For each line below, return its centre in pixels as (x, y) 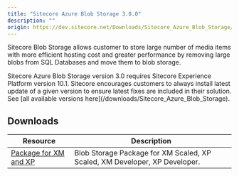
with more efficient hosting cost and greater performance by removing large (119, 55)
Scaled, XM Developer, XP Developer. (137, 162)
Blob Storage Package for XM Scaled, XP (143, 153)
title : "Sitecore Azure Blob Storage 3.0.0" (74, 14)
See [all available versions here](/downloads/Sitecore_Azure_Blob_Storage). (118, 99)
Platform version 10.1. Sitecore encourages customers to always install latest (119, 84)
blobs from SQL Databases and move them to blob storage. (94, 62)
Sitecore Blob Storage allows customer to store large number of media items (119, 48)
